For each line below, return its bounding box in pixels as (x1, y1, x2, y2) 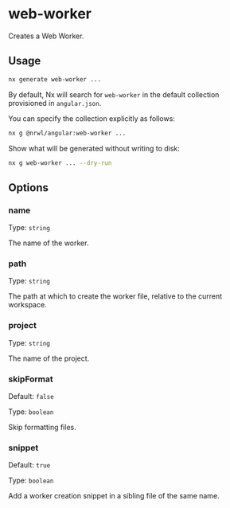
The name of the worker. (8, 238, 89, 248)
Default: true (8, 460, 51, 470)
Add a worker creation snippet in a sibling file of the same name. (8, 491, 220, 501)
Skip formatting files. (8, 422, 77, 432)
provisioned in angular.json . (8, 98, 102, 107)
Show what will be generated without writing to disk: (8, 143, 181, 153)
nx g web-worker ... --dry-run (8, 158, 112, 167)
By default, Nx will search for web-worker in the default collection (8, 89, 220, 100)
